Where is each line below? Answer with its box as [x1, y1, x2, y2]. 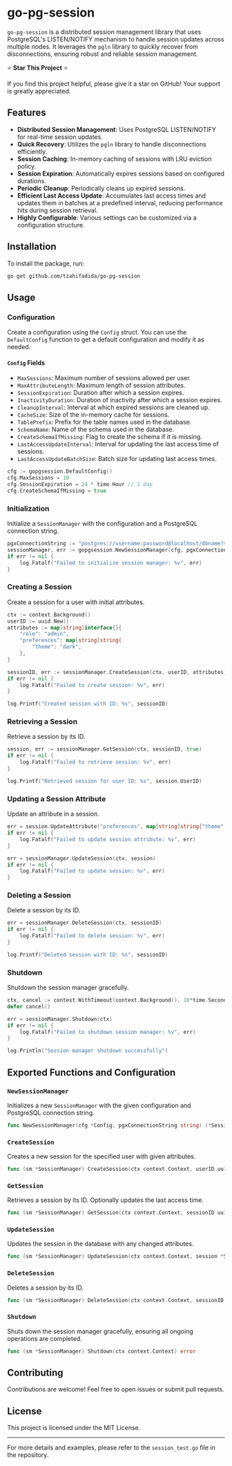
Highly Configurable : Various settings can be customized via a [17, 213, 197, 222]
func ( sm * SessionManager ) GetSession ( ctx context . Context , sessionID [7, 1210, 215, 1216]
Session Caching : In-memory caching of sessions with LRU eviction [17, 154, 212, 163]
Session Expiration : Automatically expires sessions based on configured [17, 169, 224, 178]
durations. [17, 176, 46, 185]
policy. [17, 162, 37, 170]
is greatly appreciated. [7, 86, 71, 95]
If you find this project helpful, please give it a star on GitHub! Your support [7, 79, 221, 88]
